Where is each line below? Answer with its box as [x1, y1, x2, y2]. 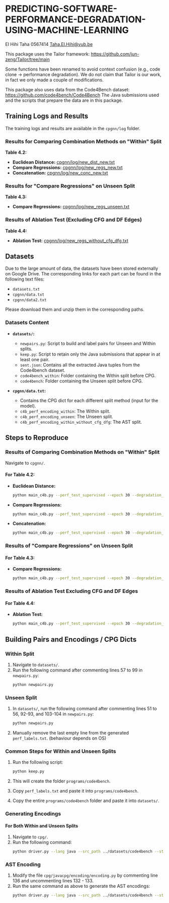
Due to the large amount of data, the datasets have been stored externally [5, 265, 158, 271]
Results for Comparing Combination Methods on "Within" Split [5, 138, 162, 145]
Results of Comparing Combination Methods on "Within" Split [5, 448, 160, 456]
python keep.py [12, 769, 45, 774]
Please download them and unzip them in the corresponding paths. [5, 306, 144, 313]
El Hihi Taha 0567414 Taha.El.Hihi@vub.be [5, 41, 93, 47]
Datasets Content [5, 319, 49, 326]
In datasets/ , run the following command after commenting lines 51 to [12, 706, 157, 712]
